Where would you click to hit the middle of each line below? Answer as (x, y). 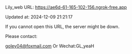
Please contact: (21, 36)
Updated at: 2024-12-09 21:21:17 (39, 17)
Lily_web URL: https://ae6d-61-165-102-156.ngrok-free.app (66, 7)
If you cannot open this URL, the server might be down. (62, 26)
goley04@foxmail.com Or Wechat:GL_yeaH (50, 46)
